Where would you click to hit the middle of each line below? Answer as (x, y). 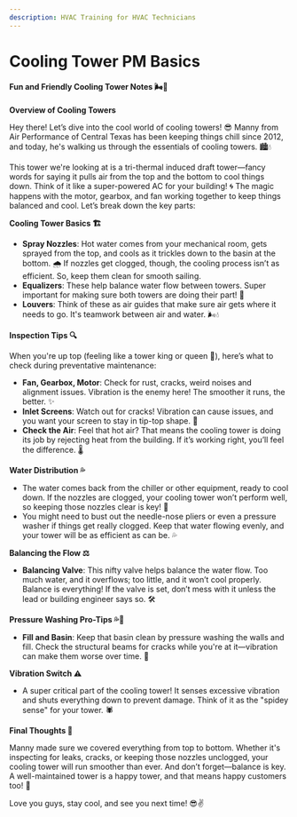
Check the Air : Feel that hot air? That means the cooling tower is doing (151, 431)
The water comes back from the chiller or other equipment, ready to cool (155, 488)
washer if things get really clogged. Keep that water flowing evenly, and (153, 526)
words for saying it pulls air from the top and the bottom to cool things (137, 177)
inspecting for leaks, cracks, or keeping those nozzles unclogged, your (139, 758)
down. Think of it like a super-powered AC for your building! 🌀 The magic (142, 186)
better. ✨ (38, 401)
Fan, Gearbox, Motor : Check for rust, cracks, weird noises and (137, 383)
